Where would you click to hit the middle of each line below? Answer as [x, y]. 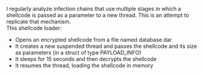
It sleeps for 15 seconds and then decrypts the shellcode [86, 59]
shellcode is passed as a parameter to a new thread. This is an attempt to [98, 15]
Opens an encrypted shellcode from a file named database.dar [93, 40]
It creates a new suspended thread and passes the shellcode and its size [106, 46]
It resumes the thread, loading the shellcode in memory [84, 65]
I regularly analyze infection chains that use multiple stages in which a [94, 9]
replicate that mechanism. [39, 21]
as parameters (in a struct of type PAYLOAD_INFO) [78, 53]
